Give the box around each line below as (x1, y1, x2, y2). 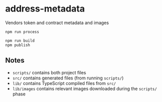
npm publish (5, 42, 30, 48)
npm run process (5, 29, 39, 34)
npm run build (5, 38, 35, 43)
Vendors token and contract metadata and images (5, 20, 109, 26)
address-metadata (5, 3, 85, 15)
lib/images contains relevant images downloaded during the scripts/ (12, 85, 157, 91)
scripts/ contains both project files (12, 69, 87, 75)
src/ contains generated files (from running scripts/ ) (12, 75, 124, 81)
